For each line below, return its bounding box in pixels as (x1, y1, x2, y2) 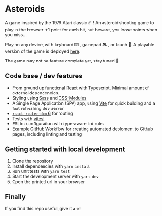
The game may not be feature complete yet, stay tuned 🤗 (5, 58, 118, 63)
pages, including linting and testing (12, 131, 82, 137)
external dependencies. (12, 90, 59, 95)
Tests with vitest (12, 115, 45, 122)
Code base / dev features (5, 72, 83, 80)
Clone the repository (12, 158, 53, 164)
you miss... (5, 31, 27, 37)
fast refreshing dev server (12, 105, 64, 111)
